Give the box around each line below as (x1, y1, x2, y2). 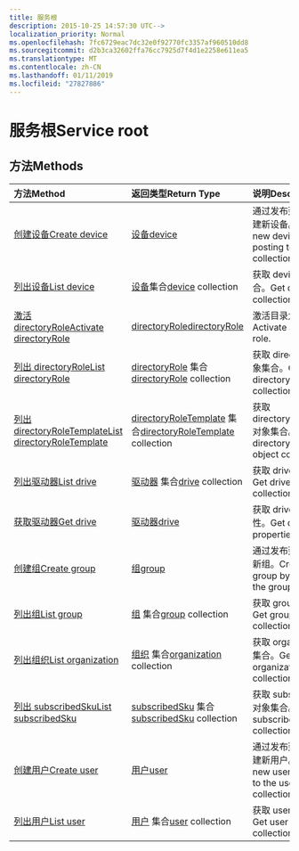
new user (252, 765, 292, 778)
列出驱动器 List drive (13, 475, 97, 487)
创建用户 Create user (13, 764, 99, 776)
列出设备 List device (13, 280, 95, 292)
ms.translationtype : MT (9, 54, 98, 63)
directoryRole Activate (13, 321, 104, 333)
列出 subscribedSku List (13, 700, 112, 713)
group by (252, 569, 291, 582)
